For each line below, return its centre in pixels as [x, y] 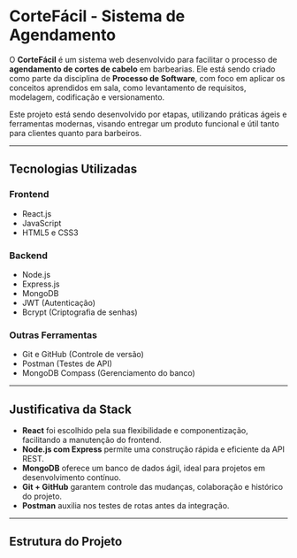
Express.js [41, 284]
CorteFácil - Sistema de [97, 16]
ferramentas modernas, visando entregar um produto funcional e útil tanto [145, 123]
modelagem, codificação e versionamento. [87, 97]
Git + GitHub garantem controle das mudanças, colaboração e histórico [152, 487]
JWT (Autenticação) [58, 302]
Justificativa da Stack [71, 409]
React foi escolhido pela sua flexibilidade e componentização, [135, 431]
